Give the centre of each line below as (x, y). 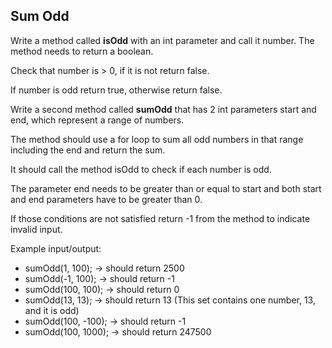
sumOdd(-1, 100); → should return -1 (99, 278)
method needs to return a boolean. (82, 51)
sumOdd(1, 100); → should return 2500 (104, 268)
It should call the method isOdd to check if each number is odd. (141, 169)
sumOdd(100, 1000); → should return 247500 (118, 331)
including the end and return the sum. (88, 150)
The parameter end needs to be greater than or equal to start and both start (166, 188)
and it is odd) (52, 310)
